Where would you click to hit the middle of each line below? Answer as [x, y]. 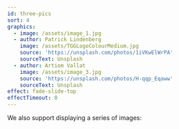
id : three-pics [29, 14]
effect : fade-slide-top [42, 91]
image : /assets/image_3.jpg [60, 72]
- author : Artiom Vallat [50, 66]
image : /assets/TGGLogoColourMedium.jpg [79, 46]
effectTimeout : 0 [33, 98]
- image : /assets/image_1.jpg [57, 33]
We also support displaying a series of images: [74, 118]
